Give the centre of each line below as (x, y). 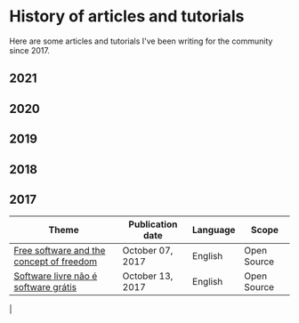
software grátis (45, 287)
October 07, (148, 251)
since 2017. (30, 50)
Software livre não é (56, 276)
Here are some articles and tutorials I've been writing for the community (141, 41)
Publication (153, 224)
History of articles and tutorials (127, 16)
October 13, (148, 276)
